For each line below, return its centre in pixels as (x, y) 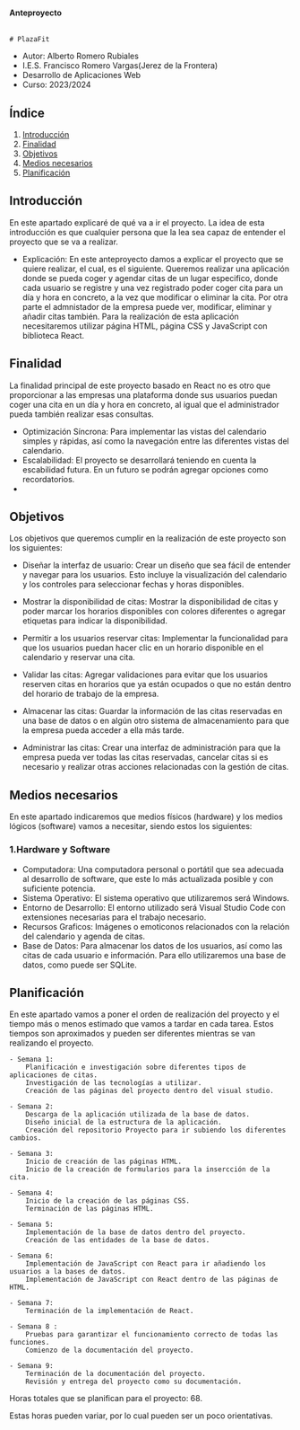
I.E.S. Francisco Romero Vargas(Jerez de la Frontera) (120, 66)
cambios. (26, 1138)
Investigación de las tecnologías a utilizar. (114, 1083)
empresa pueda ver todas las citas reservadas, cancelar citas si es (145, 757)
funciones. (30, 1343)
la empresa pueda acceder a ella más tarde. (103, 730)
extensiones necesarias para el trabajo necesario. (114, 917)
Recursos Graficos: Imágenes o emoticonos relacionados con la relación (156, 926)
